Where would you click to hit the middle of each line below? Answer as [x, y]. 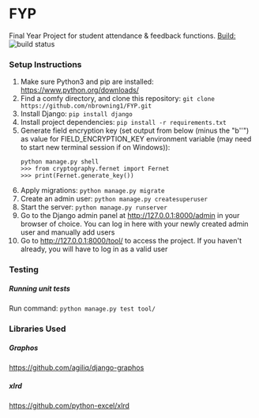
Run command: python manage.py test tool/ [83, 308]
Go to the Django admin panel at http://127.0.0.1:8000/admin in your [130, 216]
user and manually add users [68, 232]
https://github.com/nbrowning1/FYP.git [86, 106]
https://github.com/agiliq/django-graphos [77, 367]
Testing [24, 269]
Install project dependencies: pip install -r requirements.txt [124, 122]
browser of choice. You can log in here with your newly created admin [134, 224]
